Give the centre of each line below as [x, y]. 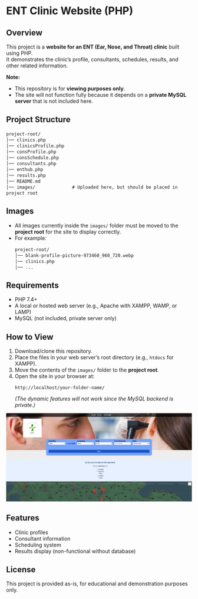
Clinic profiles [31, 532]
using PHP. [19, 53]
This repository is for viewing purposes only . [70, 89]
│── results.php [26, 175]
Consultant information [42, 538]
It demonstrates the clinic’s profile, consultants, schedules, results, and [92, 59]
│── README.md [24, 181]
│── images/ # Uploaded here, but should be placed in [92, 187]
